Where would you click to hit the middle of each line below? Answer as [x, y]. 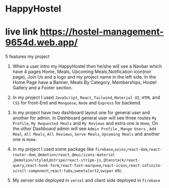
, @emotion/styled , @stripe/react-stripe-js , [57, 160]
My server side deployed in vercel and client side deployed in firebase [86, 180]
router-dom [24, 155]
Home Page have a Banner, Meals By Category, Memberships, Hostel [84, 82]
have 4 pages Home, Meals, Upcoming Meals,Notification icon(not [82, 72]
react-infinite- [146, 166]
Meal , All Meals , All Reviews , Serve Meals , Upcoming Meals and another [86, 134]
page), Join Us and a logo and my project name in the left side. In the [84, 77]
